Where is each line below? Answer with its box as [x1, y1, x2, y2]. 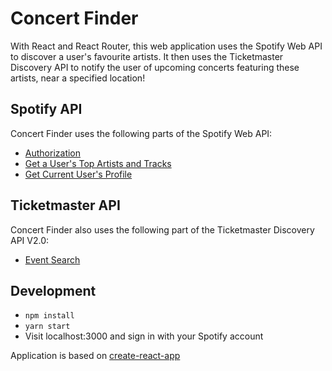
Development [10, 282, 97, 299]
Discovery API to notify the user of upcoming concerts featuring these [10, 61, 300, 73]
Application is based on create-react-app [10, 350, 181, 362]
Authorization [24, 147, 82, 159]
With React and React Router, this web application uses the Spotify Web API [10, 40, 323, 52]
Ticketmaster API [10, 197, 121, 214]
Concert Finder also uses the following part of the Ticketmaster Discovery [10, 223, 315, 236]
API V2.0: [10, 234, 50, 246]
